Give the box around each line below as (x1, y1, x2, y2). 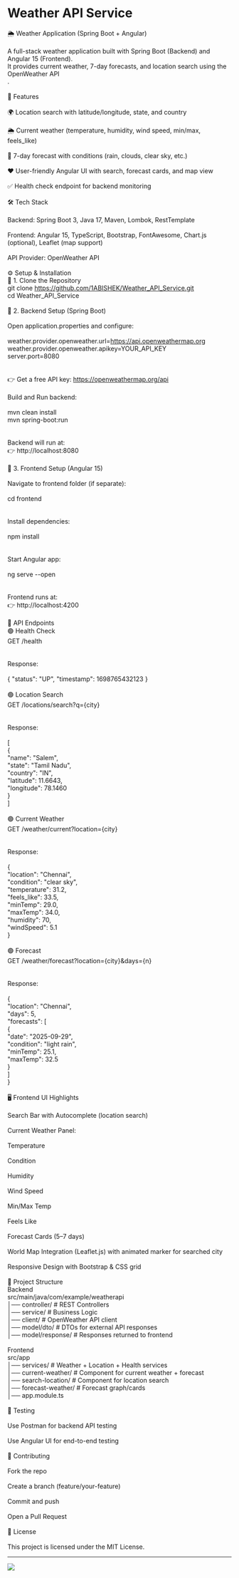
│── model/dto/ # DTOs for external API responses (7, 1323, 158, 1332)
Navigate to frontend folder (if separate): (7, 479, 127, 487)
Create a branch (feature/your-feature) (7, 1482, 121, 1490)
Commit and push (7, 1497, 60, 1505)
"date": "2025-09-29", (7, 1032, 73, 1041)
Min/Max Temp (7, 1202, 52, 1210)
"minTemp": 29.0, (7, 900, 58, 909)
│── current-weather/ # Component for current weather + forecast (7, 1368, 204, 1376)
